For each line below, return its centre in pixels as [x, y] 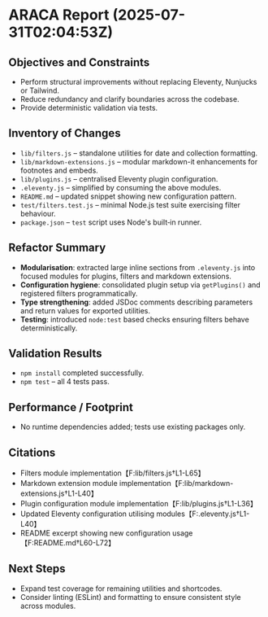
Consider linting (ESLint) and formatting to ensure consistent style [130, 597]
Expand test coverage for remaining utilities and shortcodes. [121, 589]
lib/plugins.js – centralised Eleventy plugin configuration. [119, 179]
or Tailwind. [39, 90]
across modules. [48, 606]
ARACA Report [59, 15]
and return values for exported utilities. [85, 310]
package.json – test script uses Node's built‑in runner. [111, 222]
